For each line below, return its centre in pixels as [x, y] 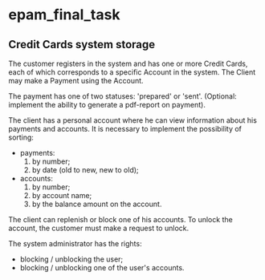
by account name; [62, 195]
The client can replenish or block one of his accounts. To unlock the [120, 219]
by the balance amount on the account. [97, 204]
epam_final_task [64, 15]
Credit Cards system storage [82, 45]
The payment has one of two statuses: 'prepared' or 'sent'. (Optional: [122, 96]
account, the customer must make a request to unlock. [99, 228]
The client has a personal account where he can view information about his [132, 120]
